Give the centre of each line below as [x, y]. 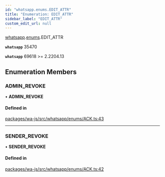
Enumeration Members [41, 72]
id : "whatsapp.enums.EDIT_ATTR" [38, 10]
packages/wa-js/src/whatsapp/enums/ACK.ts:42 [55, 169]
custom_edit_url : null [28, 23]
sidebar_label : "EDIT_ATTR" [34, 19]
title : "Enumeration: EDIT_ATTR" [39, 14]
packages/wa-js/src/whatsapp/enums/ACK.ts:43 [55, 119]
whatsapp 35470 [21, 47]
